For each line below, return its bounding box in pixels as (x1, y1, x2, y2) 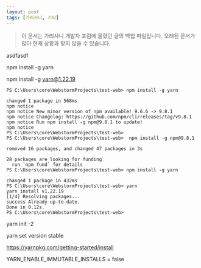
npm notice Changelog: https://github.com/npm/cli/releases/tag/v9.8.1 (6, 114, 192, 120)
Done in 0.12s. (6, 204, 45, 210)
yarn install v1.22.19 (6, 188, 64, 194)
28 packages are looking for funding (6, 156, 102, 162)
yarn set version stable (6, 232, 64, 239)
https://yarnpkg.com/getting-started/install (6, 244, 114, 251)
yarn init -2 (6, 220, 34, 227)
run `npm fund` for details (12, 162, 83, 168)
